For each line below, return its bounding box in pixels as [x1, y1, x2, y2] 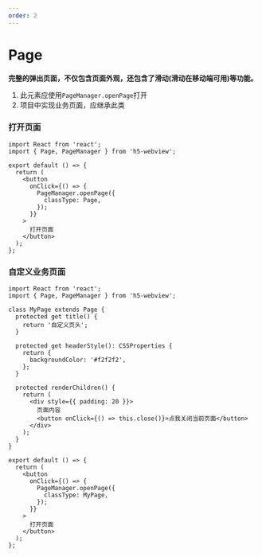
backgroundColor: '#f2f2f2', [29, 356, 127, 364]
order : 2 [8, 11, 37, 20]
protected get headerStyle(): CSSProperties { [15, 342, 173, 350]
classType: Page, [43, 196, 102, 204]
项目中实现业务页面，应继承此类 [19, 100, 125, 110]
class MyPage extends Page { [8, 306, 105, 314]
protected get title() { [15, 313, 98, 321]
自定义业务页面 [8, 266, 66, 277]
